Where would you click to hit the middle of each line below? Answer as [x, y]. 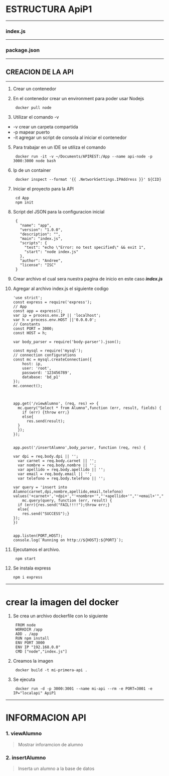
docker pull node [33, 108]
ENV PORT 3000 [30, 643]
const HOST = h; [30, 333]
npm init [25, 202]
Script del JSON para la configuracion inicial [59, 212]
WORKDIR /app [29, 630]
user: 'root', [37, 369]
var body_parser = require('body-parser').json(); [67, 342]
